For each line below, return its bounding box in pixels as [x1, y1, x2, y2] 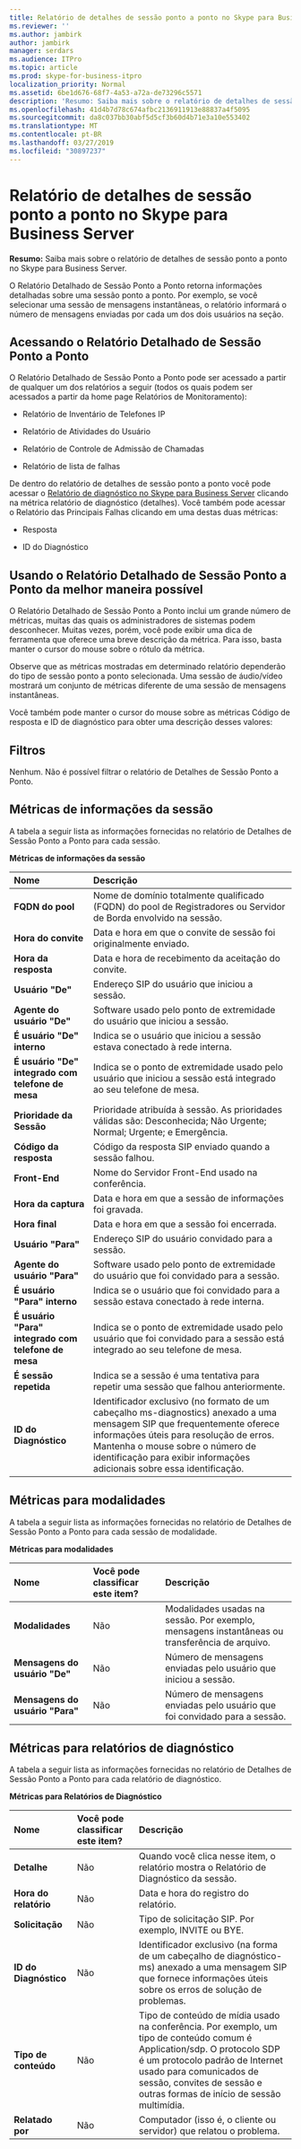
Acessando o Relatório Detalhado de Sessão [9, 334, 262, 350]
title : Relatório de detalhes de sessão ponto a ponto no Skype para [9, 13, 275, 22]
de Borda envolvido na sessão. [92, 912, 222, 924]
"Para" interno [13, 1295, 78, 1307]
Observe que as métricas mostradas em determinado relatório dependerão [9, 661, 287, 672]
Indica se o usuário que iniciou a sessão [92, 1029, 262, 1042]
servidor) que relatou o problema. [138, 2125, 280, 2137]
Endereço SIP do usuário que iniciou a [92, 977, 254, 990]
